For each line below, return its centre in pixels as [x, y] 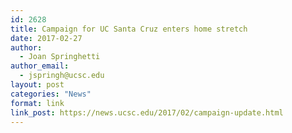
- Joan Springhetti [60, 57]
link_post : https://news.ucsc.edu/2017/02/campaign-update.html [147, 112]
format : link [37, 103]
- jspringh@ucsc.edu [62, 76]
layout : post [37, 85]
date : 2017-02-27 [46, 38]
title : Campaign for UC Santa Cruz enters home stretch [129, 29]
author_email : [40, 66]
